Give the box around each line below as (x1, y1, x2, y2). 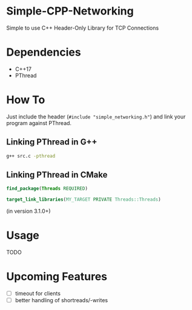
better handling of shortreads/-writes (15, 297, 108, 303)
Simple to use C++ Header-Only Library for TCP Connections (6, 24, 159, 31)
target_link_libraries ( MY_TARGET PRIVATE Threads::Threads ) (6, 196, 162, 203)
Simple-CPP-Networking (6, 4, 134, 18)
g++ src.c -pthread (6, 153, 56, 159)
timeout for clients (15, 289, 61, 297)
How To (6, 93, 45, 107)
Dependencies (6, 45, 81, 59)
